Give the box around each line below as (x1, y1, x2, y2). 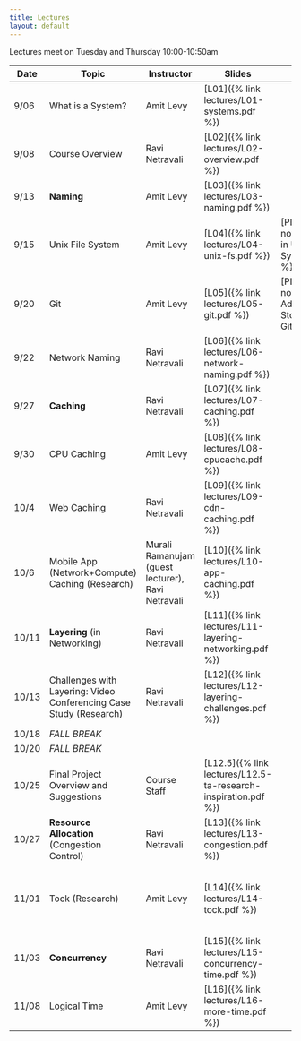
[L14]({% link (203, 881, 262, 893)
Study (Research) (48, 707, 124, 719)
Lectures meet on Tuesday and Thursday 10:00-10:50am (9, 46, 219, 56)
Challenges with (48, 674, 117, 686)
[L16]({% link (203, 983, 262, 995)
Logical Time (48, 1000, 104, 1012)
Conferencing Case (48, 696, 132, 709)
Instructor (148, 67, 193, 80)
